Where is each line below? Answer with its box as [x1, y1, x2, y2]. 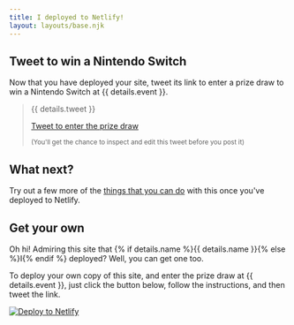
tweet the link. [9, 289, 61, 299]
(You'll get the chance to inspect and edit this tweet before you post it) [30, 138, 245, 147]
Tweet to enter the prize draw [30, 121, 139, 132]
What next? [9, 162, 74, 177]
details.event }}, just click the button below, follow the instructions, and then [9, 279, 285, 290]
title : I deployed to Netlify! [9, 12, 124, 22]
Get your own [9, 220, 86, 235]
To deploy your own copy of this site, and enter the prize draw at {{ [9, 270, 253, 281]
